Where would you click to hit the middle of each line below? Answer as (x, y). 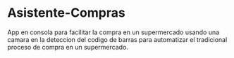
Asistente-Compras (66, 13)
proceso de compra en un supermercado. (68, 47)
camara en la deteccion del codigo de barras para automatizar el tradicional (117, 39)
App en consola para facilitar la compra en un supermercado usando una (113, 32)
